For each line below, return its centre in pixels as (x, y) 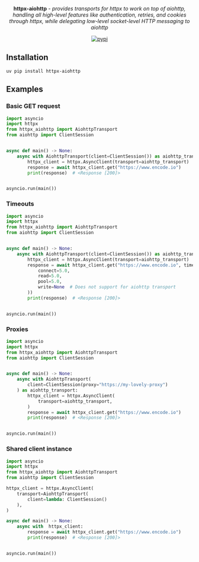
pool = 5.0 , (50, 282)
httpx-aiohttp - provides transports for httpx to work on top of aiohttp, (99, 9)
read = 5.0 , (50, 276)
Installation (27, 58)
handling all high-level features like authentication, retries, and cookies (99, 15)
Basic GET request (33, 106)
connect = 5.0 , (54, 271)
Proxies (17, 329)
